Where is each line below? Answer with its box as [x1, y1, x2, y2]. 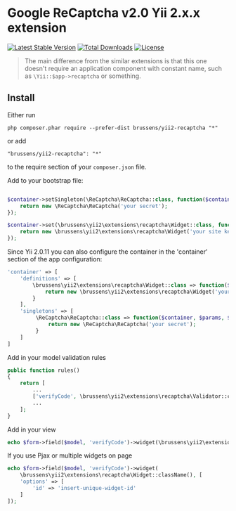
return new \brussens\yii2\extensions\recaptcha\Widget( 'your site [20, 228, 221, 235]
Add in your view [7, 425, 56, 434]
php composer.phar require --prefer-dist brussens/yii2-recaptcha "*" [7, 124, 218, 131]
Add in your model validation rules [7, 353, 107, 361]
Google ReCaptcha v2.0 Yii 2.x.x [7, 5, 201, 21]
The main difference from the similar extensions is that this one [24, 56, 207, 65]
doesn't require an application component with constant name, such [24, 64, 223, 72]
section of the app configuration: [7, 255, 103, 263]
